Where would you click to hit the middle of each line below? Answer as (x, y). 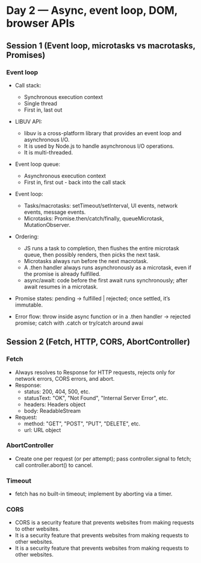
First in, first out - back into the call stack (75, 182)
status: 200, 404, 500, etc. (57, 391)
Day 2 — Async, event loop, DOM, (92, 11)
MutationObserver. (47, 224)
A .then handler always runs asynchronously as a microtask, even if (107, 267)
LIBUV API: (29, 121)
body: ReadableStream (52, 410)
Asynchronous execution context (65, 176)
